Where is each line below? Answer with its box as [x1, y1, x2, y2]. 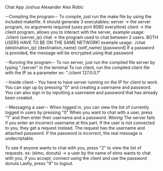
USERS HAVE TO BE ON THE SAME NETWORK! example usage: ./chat [5, 40, 145, 45]
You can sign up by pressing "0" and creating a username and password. [5, 85, 152, 90]
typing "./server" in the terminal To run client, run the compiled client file [5, 64, 150, 70]
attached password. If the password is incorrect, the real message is [5, 130, 143, 136]
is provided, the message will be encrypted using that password [5, 50, 134, 56]
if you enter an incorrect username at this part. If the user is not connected [5, 120, 155, 126]
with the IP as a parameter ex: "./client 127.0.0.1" [5, 70, 101, 75]
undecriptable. [5, 135, 35, 141]
